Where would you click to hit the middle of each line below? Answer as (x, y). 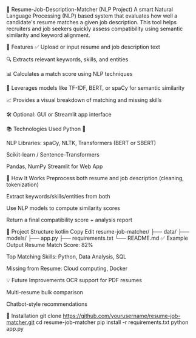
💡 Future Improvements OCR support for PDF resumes (74, 280)
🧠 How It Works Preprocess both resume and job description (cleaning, (95, 178)
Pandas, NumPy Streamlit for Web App (55, 166)
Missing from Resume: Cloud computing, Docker (67, 268)
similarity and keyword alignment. (48, 35)
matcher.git (20, 322)
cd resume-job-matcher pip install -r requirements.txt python (112, 322)
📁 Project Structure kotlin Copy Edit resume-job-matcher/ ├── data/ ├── (98, 232)
